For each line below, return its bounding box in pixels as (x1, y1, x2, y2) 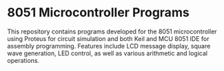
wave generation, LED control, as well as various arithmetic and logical (7, 49, 208, 57)
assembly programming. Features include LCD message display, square (7, 42, 211, 50)
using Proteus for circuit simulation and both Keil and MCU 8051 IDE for (7, 34, 210, 42)
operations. (7, 56, 40, 64)
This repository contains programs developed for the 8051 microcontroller (7, 27, 217, 35)
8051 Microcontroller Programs (7, 5, 190, 20)
